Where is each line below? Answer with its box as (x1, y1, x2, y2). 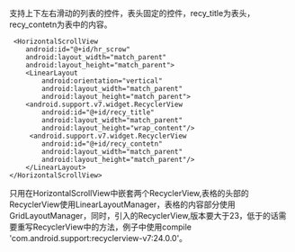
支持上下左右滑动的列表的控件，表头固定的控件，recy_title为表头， (9, 8, 255, 18)
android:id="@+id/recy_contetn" (41, 139, 164, 148)
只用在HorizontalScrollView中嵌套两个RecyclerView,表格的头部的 (9, 188, 249, 198)
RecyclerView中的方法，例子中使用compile (32, 221, 192, 232)
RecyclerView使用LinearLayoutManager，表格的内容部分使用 (9, 199, 236, 210)
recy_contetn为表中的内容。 (9, 19, 112, 30)
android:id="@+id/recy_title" (41, 108, 155, 117)
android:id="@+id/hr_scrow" (25, 45, 130, 54)
